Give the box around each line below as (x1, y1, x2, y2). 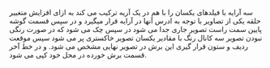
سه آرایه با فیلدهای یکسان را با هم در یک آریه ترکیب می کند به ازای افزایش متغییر (9, 8, 254, 17)
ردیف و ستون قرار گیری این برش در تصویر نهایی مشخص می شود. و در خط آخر (9, 42, 249, 51)
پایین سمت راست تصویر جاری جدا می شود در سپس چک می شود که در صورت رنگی (9, 25, 263, 34)
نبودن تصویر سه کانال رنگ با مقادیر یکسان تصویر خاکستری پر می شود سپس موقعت (9, 33, 263, 42)
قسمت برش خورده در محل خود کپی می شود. (9, 50, 147, 59)
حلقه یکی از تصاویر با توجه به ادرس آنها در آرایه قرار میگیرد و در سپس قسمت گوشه (9, 16, 262, 26)
